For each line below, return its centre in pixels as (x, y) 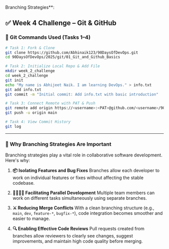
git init (14, 80)
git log (13, 126)
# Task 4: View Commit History (38, 122)
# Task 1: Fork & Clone (30, 48)
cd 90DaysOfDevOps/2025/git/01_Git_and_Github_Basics (63, 57)
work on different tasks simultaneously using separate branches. (80, 198)
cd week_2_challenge (27, 76)
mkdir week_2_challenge (30, 71)
